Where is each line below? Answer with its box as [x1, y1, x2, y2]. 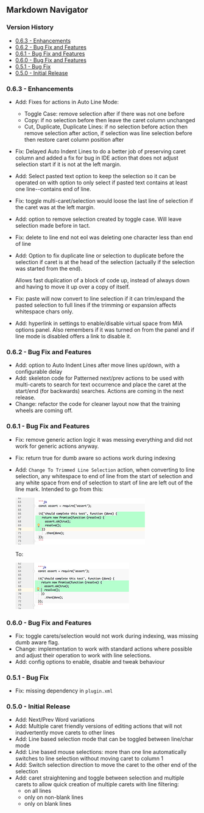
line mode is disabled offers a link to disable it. [15, 332, 132, 340]
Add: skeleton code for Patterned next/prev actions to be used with [15, 374, 185, 382]
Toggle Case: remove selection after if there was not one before [24, 110, 185, 117]
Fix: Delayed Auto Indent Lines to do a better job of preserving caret [15, 147, 186, 155]
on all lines [24, 787, 52, 795]
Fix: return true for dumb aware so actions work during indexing [15, 454, 176, 461]
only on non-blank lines [24, 794, 83, 801]
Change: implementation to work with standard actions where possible [15, 645, 193, 652]
